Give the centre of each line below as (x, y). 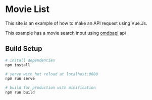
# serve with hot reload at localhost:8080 (52, 74)
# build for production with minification (50, 88)
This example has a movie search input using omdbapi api (66, 33)
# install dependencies (30, 60)
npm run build (20, 92)
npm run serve (20, 79)
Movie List (27, 9)
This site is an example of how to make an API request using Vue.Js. (76, 23)
